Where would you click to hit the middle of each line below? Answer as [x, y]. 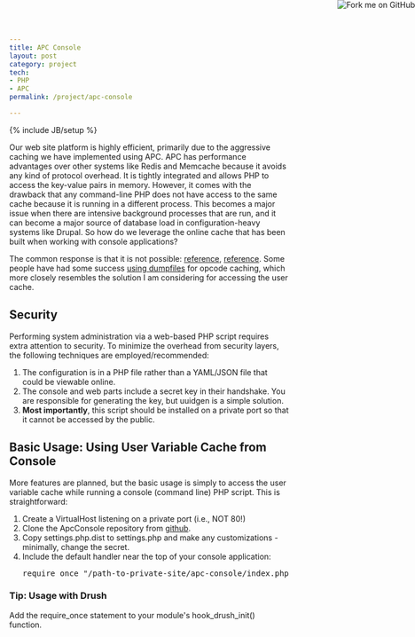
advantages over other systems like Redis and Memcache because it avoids [148, 166]
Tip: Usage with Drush [59, 596]
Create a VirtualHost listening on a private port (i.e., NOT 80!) [134, 518]
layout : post [33, 56]
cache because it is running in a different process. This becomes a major [142, 203]
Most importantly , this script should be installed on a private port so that [155, 410]
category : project [43, 64]
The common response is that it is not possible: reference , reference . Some [147, 258]
